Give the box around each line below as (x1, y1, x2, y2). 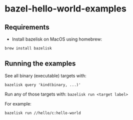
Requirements (4, 23, 49, 31)
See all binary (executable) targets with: (4, 72, 87, 78)
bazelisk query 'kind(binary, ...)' (4, 82, 81, 87)
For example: (4, 100, 32, 106)
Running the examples (4, 59, 76, 68)
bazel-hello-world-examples (4, 3, 127, 14)
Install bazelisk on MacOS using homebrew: (11, 36, 102, 42)
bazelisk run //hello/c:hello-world (4, 110, 81, 115)
